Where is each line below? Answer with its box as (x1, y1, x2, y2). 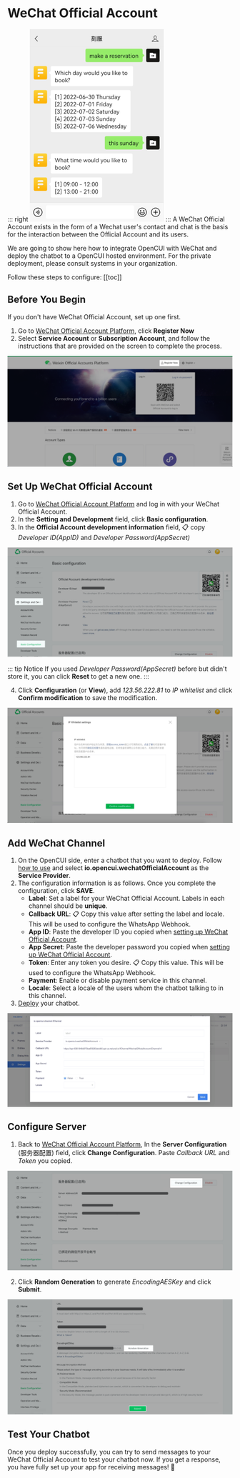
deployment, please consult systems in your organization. (7, 259, 177, 267)
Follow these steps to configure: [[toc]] (7, 273, 122, 281)
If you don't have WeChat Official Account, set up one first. (7, 312, 181, 321)
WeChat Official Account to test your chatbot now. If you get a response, (7, 1455, 221, 1464)
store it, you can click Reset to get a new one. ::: (7, 672, 150, 681)
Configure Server (7, 1121, 86, 1133)
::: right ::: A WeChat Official (7, 214, 225, 223)
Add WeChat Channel (7, 837, 106, 849)
